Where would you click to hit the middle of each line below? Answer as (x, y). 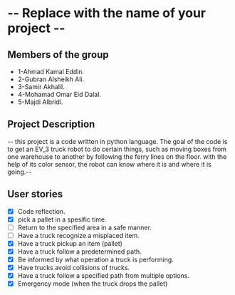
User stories (35, 194)
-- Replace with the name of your (107, 13)
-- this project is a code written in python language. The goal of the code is (117, 141)
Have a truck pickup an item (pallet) (70, 243)
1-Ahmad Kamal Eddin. (51, 72)
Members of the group (58, 55)
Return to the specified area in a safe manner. (84, 227)
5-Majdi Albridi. (40, 102)
